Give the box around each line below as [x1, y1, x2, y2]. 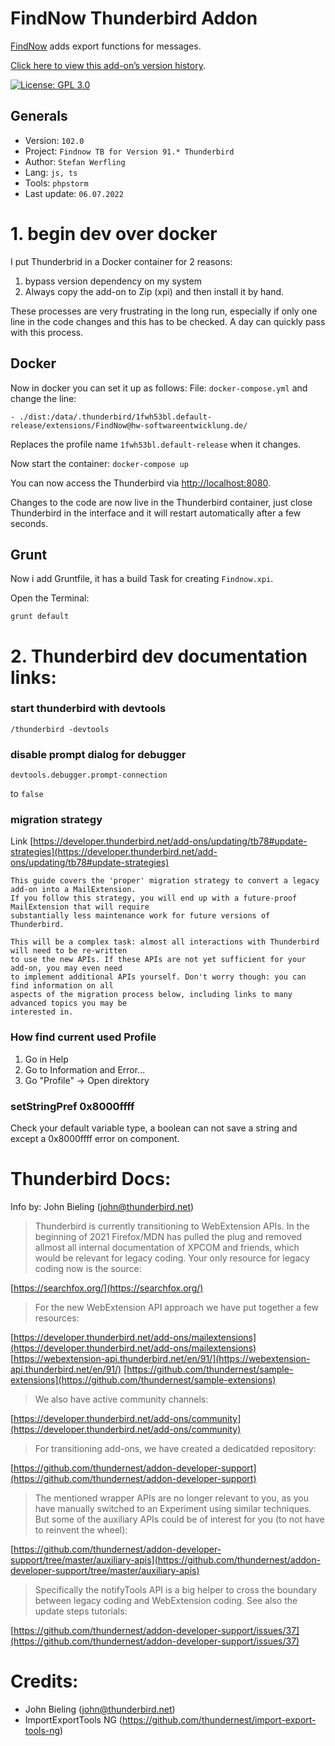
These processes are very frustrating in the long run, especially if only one [10, 305, 318, 317]
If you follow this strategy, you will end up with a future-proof [10, 893, 298, 904]
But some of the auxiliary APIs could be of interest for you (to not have [34, 1513, 325, 1525]
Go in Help [24, 1053, 69, 1065]
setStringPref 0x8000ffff [10, 1099, 135, 1113]
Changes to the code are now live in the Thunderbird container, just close [10, 496, 313, 508]
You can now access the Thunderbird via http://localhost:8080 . [10, 477, 272, 489]
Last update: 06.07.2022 [24, 187, 124, 199]
